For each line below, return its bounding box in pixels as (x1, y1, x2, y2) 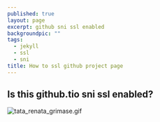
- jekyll (13, 43, 39, 50)
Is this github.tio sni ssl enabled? (7, 88, 154, 100)
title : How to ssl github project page (7, 62, 124, 69)
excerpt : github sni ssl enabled (7, 23, 105, 30)
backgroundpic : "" (7, 29, 61, 37)
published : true (7, 10, 54, 18)
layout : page (7, 17, 45, 24)
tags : (7, 36, 23, 43)
